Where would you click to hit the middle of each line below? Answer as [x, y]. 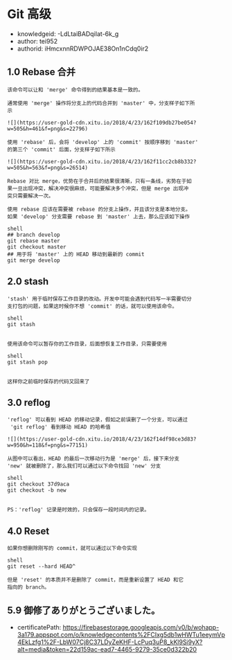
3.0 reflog [29, 402]
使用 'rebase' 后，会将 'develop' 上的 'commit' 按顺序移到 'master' [103, 142]
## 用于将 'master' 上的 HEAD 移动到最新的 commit [76, 254]
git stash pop [28, 362]
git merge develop [34, 260]
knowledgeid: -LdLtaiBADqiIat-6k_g [68, 34]
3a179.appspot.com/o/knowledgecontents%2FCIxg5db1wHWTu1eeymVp [121, 635]
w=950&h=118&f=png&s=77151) [48, 445]
